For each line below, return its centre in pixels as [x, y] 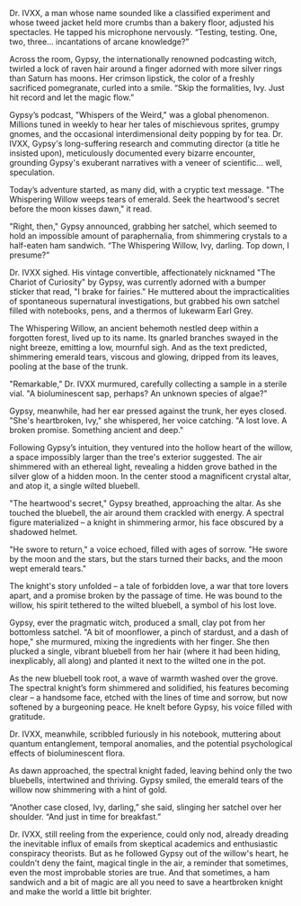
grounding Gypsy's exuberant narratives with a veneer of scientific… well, [146, 163]
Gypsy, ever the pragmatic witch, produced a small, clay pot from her [137, 622]
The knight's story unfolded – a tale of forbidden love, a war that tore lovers [149, 586]
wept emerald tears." [48, 568]
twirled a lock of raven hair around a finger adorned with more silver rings [146, 68]
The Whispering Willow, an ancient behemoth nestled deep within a [134, 328]
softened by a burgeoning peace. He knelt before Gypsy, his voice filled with [151, 707]
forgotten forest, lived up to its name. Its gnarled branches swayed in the [144, 338]
